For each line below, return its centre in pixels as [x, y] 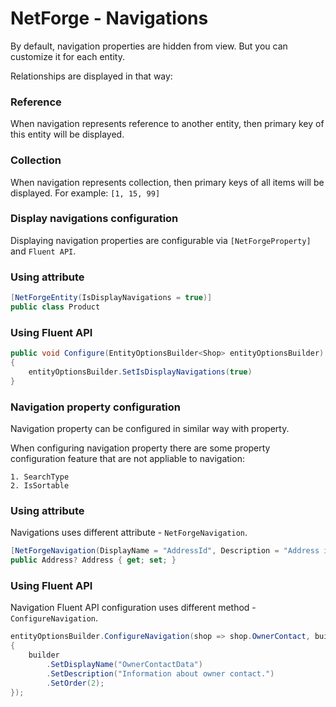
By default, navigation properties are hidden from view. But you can [149, 46]
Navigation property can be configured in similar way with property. [150, 428]
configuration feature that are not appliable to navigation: [127, 458]
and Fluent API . [43, 251]
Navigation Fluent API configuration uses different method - [133, 608]
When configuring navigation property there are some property [140, 448]
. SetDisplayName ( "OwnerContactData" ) [124, 664]
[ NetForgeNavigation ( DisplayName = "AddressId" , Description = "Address [165, 551]
